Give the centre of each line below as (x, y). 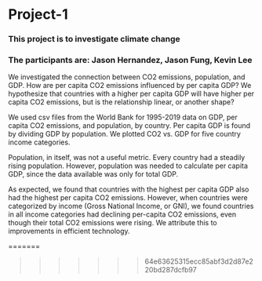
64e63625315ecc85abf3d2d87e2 (199, 261)
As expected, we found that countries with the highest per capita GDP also (129, 189)
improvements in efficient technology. (69, 231)
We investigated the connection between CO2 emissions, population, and (127, 77)
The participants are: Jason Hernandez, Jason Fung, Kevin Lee (130, 60)
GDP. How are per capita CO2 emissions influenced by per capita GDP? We (130, 86)
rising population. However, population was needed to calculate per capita (128, 166)
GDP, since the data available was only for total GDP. (93, 174)
